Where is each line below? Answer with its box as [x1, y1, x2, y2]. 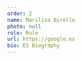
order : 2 [7, 10, 32, 17]
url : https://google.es [7, 36, 76, 43]
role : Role [7, 29, 39, 37]
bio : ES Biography [7, 42, 60, 49]
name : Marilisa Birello [7, 17, 76, 23]
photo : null [7, 23, 41, 30]
